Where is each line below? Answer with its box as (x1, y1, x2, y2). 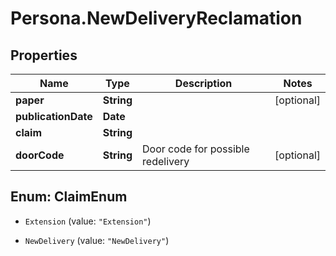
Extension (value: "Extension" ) (24, 215, 152, 227)
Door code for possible (142, 142, 250, 156)
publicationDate (15, 110, 93, 123)
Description (174, 77, 233, 90)
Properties (10, 47, 78, 64)
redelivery (142, 155, 190, 168)
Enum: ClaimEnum (10, 188, 128, 206)
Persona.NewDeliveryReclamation (10, 7, 303, 30)
